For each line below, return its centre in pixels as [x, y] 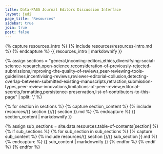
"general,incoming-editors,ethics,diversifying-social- [102, 61]
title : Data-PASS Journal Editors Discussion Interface [63, 10]
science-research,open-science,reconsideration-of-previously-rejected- [78, 66]
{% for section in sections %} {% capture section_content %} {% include [78, 106]
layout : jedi [18, 14]
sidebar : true [20, 23]
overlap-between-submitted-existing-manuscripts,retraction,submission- [79, 81]
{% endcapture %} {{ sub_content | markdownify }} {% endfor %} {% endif [81, 142]
